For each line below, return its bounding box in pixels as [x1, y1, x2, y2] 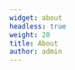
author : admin [9, 47, 63, 56]
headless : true [9, 22, 67, 31]
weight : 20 [9, 30, 51, 39]
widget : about [9, 13, 63, 23]
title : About [9, 38, 59, 48]
